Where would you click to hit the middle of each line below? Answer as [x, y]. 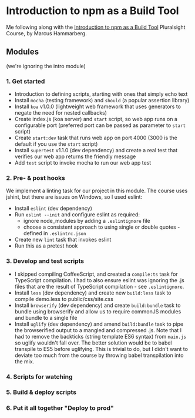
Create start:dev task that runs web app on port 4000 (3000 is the [96, 138]
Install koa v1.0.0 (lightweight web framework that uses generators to [97, 106]
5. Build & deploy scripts [41, 392]
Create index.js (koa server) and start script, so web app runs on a [96, 119]
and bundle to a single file [46, 317]
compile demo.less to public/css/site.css [64, 299]
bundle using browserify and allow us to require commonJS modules [98, 311]
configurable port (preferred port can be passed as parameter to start [100, 125]
